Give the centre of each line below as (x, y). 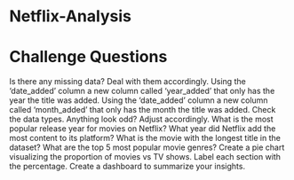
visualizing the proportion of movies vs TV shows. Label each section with (145, 157)
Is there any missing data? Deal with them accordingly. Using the (127, 82)
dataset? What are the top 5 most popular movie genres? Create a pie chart (147, 147)
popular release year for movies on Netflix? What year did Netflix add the (143, 129)
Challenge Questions (88, 57)
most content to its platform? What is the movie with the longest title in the (145, 138)
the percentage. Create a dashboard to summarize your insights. (127, 167)
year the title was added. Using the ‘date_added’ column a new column (139, 100)
